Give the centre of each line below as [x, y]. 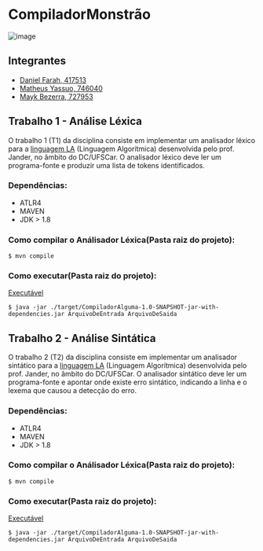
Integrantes [37, 61]
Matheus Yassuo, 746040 [61, 88]
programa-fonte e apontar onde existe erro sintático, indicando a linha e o [128, 382]
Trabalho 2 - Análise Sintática [82, 338]
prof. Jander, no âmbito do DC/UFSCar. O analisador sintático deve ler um [128, 374]
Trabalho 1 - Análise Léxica [75, 121]
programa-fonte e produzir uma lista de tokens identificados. [107, 165]
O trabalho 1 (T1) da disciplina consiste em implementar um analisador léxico [132, 140]
